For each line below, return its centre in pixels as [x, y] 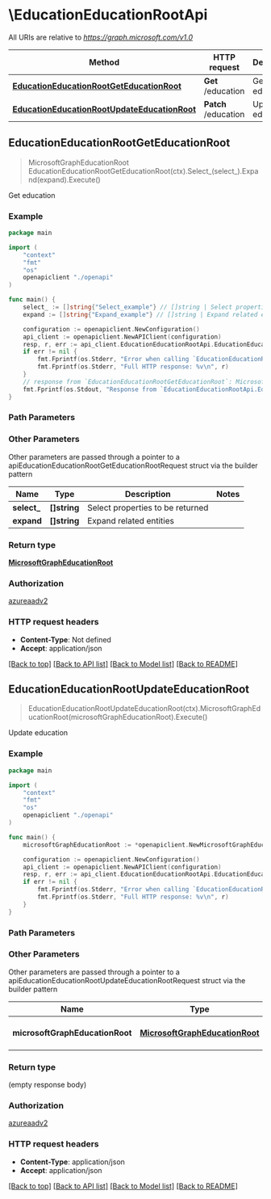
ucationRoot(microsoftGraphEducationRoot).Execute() [118, 717]
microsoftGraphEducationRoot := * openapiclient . [106, 845]
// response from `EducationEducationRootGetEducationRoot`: [127, 381]
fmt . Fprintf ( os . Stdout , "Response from [90, 389]
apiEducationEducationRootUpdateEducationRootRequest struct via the [127, 980]
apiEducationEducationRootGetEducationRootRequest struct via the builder [133, 465]
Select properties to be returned [148, 507]
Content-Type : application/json [72, 1162]
